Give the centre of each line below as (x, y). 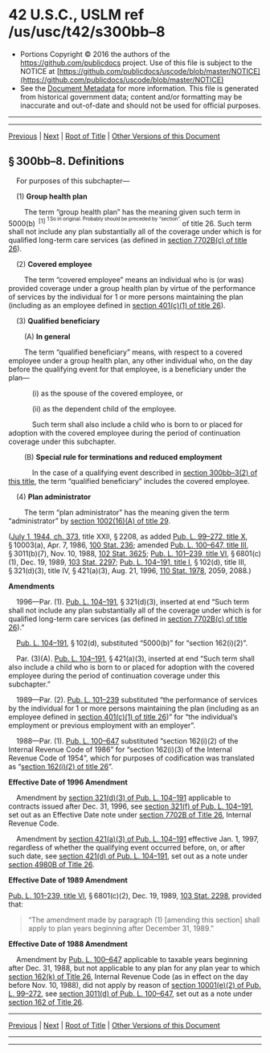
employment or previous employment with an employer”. (102, 726)
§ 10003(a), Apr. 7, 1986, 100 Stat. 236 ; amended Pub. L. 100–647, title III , (129, 545)
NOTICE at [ (40, 71)
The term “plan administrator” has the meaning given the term (127, 513)
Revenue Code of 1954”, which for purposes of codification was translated (131, 758)
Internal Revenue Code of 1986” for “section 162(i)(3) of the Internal (121, 750)
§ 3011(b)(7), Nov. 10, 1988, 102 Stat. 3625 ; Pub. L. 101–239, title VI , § (122, 554)
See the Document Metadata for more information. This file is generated (139, 88)
